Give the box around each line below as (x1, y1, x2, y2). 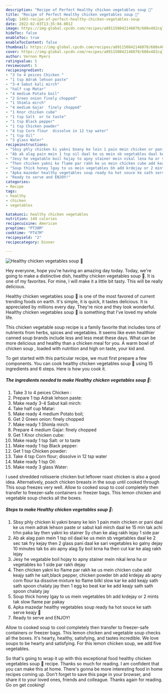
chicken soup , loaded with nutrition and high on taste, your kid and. (5, 345, 146, 351)
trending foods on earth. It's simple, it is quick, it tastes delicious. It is (5, 298, 148, 304)
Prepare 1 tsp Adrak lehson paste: (12, 395, 83, 401)
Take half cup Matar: (12, 406, 55, 412)
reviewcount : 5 (5, 63, 37, 68)
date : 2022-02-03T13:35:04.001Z (5, 21, 73, 27)
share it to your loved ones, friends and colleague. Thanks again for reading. (5, 676, 163, 683)
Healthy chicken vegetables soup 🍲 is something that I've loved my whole (5, 309, 157, 315)
